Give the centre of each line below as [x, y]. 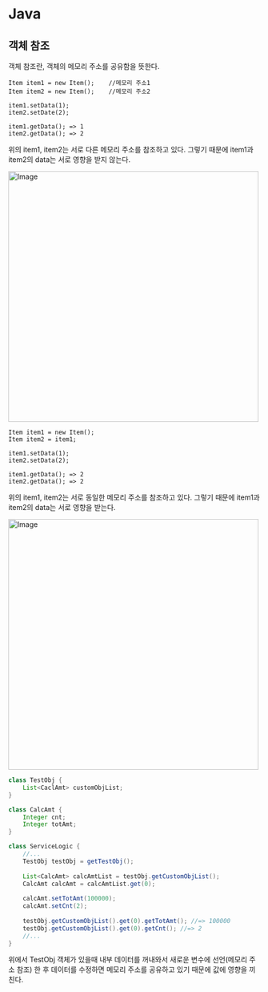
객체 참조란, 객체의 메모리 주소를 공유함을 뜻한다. [84, 66]
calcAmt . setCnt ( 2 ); [55, 906]
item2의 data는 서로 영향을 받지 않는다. [70, 160]
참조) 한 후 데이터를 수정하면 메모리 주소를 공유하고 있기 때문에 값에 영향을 [132, 970]
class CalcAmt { [35, 810]
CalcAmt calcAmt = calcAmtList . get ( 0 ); [89, 884]
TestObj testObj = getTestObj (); [78, 861]
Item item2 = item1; [43, 439]
